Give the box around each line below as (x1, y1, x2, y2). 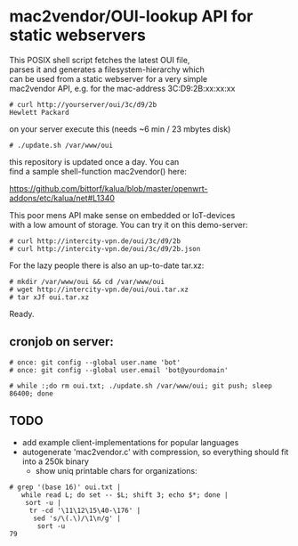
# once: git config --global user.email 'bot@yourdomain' (9, 365, 229, 375)
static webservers (9, 25, 147, 45)
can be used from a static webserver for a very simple (9, 73, 207, 84)
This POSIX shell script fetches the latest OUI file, (9, 54, 190, 65)
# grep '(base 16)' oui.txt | (9, 483, 122, 492)
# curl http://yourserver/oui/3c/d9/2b (9, 100, 157, 109)
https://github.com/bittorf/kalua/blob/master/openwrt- (9, 183, 208, 193)
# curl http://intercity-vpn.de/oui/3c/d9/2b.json (9, 244, 201, 253)
